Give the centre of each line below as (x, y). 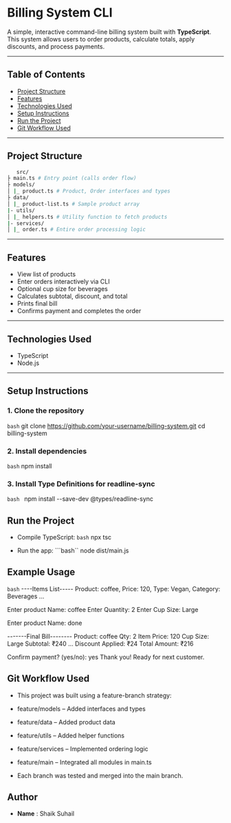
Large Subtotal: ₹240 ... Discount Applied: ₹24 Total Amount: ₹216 (100, 644)
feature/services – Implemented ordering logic (83, 748)
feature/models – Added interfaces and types (81, 708)
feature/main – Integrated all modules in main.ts (85, 762)
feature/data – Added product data (66, 722)
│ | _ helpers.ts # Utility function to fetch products (87, 217)
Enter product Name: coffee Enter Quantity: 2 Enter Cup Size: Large (103, 609)
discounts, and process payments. (56, 46)
